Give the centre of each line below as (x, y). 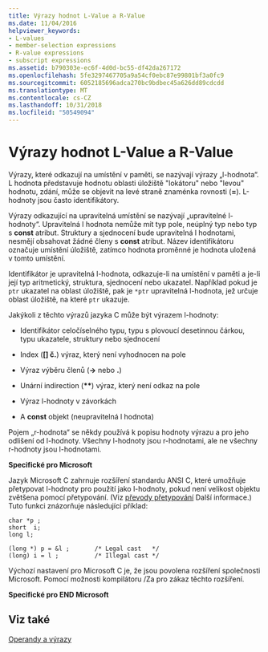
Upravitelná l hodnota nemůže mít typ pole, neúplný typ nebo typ (150, 224)
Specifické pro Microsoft (51, 464)
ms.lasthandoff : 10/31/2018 (55, 105)
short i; (25, 527)
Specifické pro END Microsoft (59, 594)
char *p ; (25, 520)
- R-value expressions (46, 53)
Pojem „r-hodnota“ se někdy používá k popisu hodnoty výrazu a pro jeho (129, 432)
